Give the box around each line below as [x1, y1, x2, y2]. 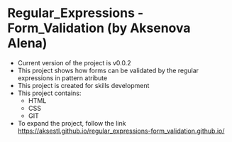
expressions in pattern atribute [17, 73, 108, 82]
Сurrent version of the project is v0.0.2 [17, 58, 131, 67]
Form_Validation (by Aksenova [7, 20, 191, 36]
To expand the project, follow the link [17, 119, 126, 127]
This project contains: [17, 89, 82, 97]
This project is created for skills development [17, 81, 150, 89]
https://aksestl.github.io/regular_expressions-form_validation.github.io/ [17, 126, 225, 135]
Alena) [7, 35, 48, 51]
